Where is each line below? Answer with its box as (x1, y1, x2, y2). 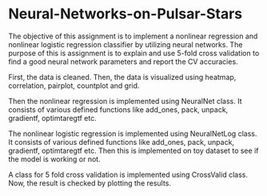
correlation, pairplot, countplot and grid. (8, 81, 140, 90)
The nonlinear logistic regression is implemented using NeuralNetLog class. (8, 129, 257, 138)
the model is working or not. (8, 154, 102, 164)
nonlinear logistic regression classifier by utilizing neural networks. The (8, 39, 243, 49)
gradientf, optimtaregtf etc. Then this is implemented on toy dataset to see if (8, 146, 259, 155)
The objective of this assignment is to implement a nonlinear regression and (8, 31, 258, 41)
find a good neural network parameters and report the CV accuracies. (8, 57, 238, 66)
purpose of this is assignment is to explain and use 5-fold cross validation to (8, 48, 260, 58)
